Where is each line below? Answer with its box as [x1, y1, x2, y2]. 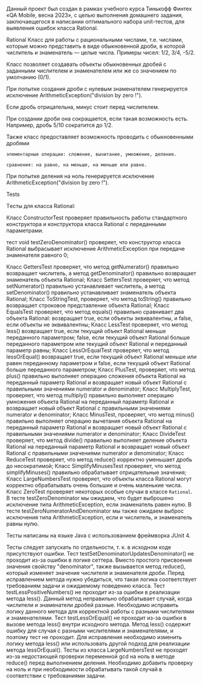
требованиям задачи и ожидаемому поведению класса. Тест [6, 582, 166, 589]
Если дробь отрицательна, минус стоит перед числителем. [6, 103, 159, 111]
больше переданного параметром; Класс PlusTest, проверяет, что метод [6, 366, 195, 373]
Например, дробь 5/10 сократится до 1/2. [6, 122, 113, 129]
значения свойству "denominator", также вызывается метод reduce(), [6, 563, 186, 570]
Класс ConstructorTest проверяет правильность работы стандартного [6, 214, 187, 221]
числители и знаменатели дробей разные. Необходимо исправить [6, 602, 179, 608]
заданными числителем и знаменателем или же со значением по [6, 67, 177, 74]
